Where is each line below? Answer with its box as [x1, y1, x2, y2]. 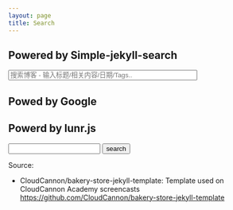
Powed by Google [8, 95, 97, 108]
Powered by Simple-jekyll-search [8, 49, 177, 62]
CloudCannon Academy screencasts [19, 184, 141, 193]
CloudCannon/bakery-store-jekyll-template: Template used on [19, 176, 224, 185]
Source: [8, 160, 34, 169]
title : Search [8, 19, 56, 27]
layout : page [8, 11, 52, 20]
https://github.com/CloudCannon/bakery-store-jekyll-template [19, 192, 225, 202]
